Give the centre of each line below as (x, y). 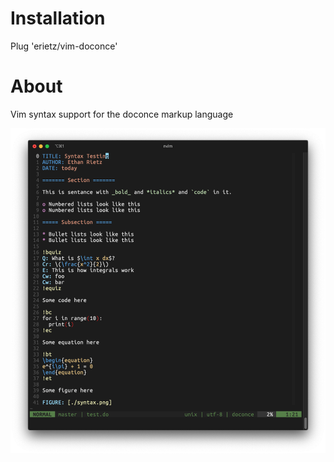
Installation (58, 18)
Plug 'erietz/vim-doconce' (64, 46)
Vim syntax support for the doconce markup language (122, 114)
